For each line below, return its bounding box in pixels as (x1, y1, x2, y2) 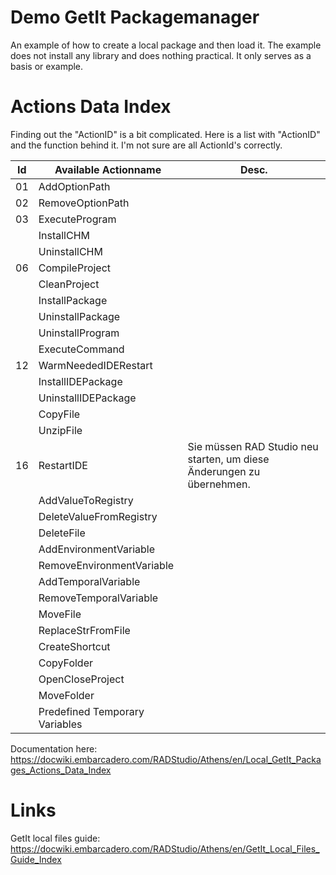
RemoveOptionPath (38, 196, 130, 210)
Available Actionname (54, 162, 162, 176)
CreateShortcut (38, 639, 111, 653)
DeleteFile (38, 526, 86, 540)
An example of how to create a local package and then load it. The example (10, 39, 322, 51)
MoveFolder (38, 688, 95, 702)
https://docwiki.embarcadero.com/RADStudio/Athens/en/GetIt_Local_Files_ (10, 842, 320, 855)
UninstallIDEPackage (38, 391, 137, 405)
